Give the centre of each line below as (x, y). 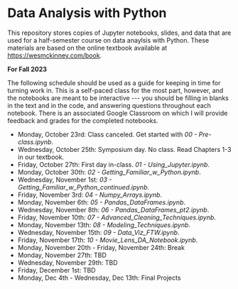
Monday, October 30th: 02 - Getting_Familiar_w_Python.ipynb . (109, 172)
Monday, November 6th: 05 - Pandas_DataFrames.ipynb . (102, 202)
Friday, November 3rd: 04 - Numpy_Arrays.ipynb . (90, 195)
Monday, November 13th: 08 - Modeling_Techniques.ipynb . (104, 224)
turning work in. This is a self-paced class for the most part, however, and (115, 90)
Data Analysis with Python (87, 13)
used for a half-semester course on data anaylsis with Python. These (108, 40)
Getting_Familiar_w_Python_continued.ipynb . (83, 187)
